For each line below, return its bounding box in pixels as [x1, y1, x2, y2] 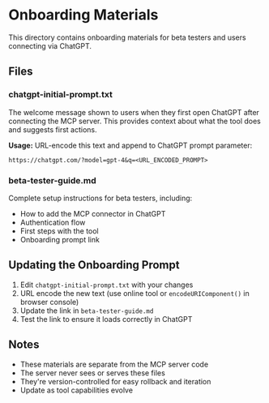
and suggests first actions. [8, 124, 97, 135]
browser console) [19, 297, 79, 307]
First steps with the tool [19, 225, 99, 236]
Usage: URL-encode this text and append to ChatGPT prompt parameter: [8, 140, 253, 150]
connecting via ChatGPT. [8, 41, 92, 50]
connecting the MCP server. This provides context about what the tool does [8, 116, 261, 126]
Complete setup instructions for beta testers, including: [8, 193, 193, 203]
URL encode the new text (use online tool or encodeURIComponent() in [19, 288, 250, 298]
